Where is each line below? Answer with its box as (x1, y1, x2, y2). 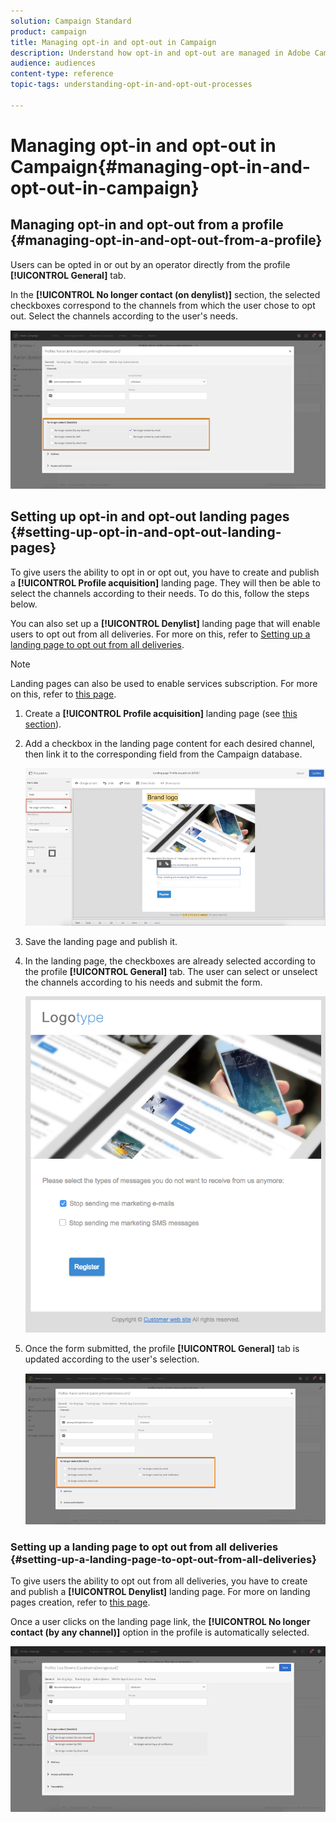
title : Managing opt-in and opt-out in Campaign (10, 37, 217, 47)
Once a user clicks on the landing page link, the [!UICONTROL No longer (10, 1616, 311, 1628)
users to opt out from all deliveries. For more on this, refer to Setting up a (10, 628, 311, 640)
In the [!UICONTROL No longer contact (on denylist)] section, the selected (10, 288, 321, 300)
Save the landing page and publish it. (24, 935, 178, 947)
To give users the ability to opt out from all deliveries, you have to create (10, 1575, 308, 1587)
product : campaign (10, 26, 87, 37)
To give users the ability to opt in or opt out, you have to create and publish (10, 566, 320, 578)
